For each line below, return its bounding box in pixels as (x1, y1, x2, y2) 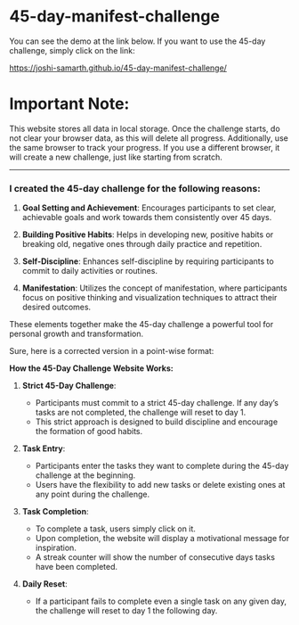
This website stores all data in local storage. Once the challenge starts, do (9, 123, 280, 134)
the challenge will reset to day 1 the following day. (35, 605, 218, 616)
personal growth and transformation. (9, 328, 144, 340)
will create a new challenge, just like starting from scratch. (9, 152, 222, 162)
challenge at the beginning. (35, 470, 136, 481)
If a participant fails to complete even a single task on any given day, (35, 596, 287, 607)
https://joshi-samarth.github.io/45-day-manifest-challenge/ (9, 62, 227, 73)
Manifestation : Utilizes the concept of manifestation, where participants (21, 283, 287, 293)
